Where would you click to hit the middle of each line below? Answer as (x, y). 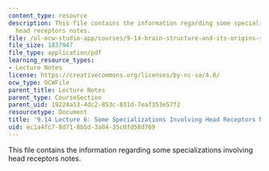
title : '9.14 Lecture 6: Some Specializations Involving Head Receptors (132, 120)
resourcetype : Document (48, 113)
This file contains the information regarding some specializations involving (131, 149)
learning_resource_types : (51, 61)
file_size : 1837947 (41, 46)
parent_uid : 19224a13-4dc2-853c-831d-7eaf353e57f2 (94, 105)
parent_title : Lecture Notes (57, 90)
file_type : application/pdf (55, 53)
